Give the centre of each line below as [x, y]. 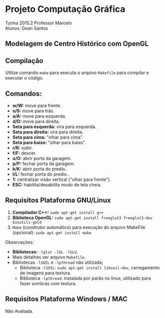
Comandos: [24, 94]
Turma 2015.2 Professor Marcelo [39, 23]
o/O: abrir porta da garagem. [42, 158]
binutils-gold [27, 222]
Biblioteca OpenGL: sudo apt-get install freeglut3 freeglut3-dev [82, 218]
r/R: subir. [23, 148]
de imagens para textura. [45, 273]
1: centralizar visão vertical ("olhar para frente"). [62, 179]
